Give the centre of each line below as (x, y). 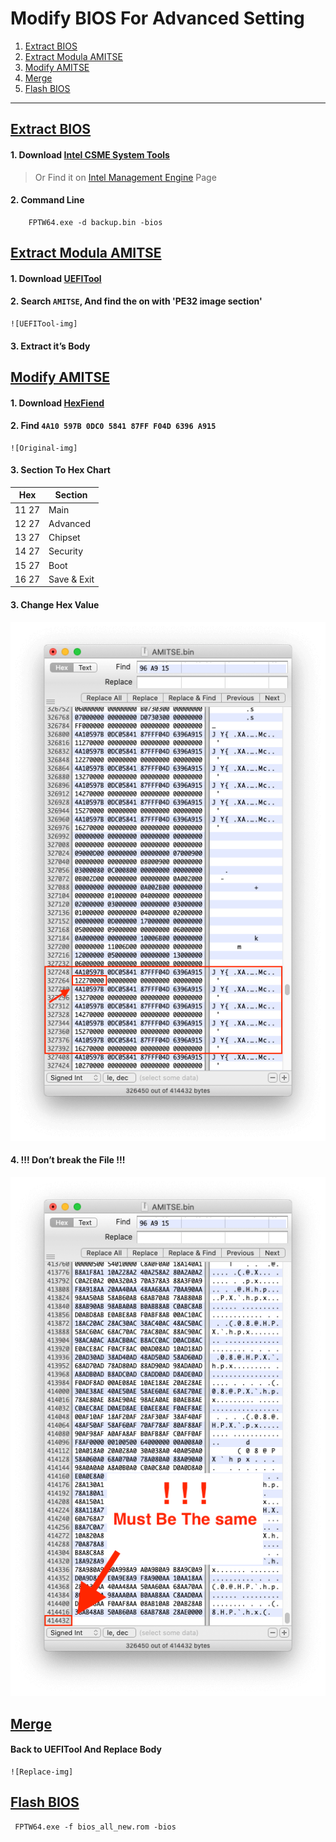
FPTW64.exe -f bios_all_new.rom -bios (95, 1827)
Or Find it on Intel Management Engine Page (125, 177)
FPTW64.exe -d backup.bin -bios (95, 222)
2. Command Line (47, 200)
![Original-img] (44, 448)
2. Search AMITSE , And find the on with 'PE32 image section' (136, 301)
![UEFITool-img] (44, 323)
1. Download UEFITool (56, 278)
